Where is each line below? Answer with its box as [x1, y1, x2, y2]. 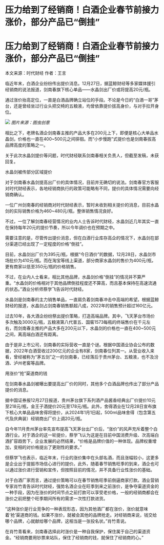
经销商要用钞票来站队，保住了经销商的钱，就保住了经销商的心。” [15, 535, 144, 541]
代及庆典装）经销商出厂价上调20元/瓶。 [5, 416, 85, 421]
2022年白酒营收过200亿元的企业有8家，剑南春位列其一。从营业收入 [13, 348, 150, 354]
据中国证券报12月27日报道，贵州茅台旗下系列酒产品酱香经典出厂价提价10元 [5, 398, 156, 403]
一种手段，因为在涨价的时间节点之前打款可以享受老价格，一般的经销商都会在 [5, 489, 159, 496]
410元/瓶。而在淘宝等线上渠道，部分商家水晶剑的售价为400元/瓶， [21, 257, 156, 264]
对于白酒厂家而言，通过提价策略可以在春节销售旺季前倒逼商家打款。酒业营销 [5, 477, 159, 483]
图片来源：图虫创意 [11, 120, 50, 126]
